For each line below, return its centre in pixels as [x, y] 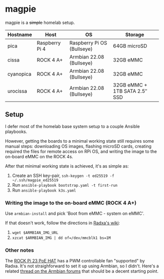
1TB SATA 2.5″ [130, 91]
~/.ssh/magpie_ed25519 [35, 180]
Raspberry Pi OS [88, 43]
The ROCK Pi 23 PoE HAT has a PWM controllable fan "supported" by [75, 261]
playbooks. [16, 131]
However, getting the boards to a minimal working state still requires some [80, 141]
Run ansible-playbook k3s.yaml [44, 190]
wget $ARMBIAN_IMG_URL [35, 233]
